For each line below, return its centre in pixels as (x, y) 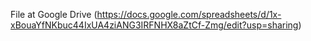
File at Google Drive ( (54, 14)
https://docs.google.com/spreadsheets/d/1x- (189, 14)
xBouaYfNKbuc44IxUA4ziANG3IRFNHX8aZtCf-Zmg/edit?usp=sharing (154, 25)
